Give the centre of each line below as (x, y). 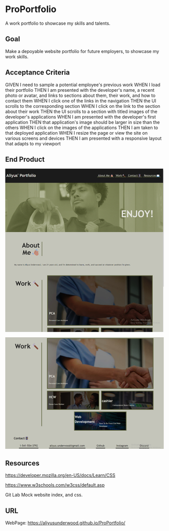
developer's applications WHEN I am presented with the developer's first (80, 116)
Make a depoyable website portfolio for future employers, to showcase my (82, 51)
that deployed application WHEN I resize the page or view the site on (76, 133)
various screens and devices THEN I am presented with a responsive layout (83, 138)
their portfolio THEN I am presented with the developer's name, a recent (80, 90)
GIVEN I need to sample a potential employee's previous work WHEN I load (83, 85)
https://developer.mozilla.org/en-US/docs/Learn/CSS (60, 476)
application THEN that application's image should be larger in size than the (82, 122)
